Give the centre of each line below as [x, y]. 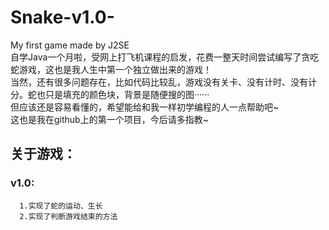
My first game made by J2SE [70, 45]
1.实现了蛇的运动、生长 [61, 206]
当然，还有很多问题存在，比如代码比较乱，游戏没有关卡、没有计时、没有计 [163, 82]
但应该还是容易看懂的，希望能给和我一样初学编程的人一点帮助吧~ [145, 107]
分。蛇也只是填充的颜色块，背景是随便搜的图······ [110, 94]
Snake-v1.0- [62, 17]
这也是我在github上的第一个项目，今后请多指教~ [109, 119]
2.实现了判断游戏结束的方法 [68, 216]
